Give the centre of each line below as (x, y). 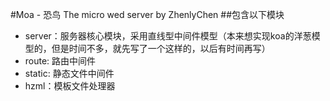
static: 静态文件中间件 (69, 73)
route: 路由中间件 (60, 61)
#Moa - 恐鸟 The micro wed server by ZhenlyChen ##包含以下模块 (147, 14)
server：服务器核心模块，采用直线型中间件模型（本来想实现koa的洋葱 (168, 36)
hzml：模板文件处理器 (70, 86)
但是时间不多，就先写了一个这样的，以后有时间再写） (161, 48)
